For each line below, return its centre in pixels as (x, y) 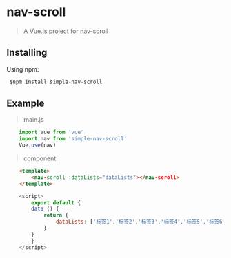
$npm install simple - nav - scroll (56, 82)
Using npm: (23, 69)
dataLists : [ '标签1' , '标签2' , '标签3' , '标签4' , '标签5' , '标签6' (140, 222)
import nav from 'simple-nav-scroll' (73, 139)
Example (26, 104)
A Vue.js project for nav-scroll (66, 31)
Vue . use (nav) (38, 145)
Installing (27, 53)
